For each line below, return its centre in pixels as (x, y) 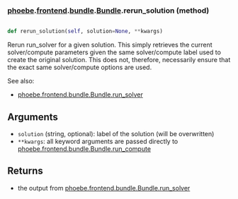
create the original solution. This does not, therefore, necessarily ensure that (119, 60)
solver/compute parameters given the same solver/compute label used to (114, 52)
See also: (21, 81)
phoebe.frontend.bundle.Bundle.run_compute (84, 149)
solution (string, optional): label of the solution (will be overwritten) (116, 133)
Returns (25, 171)
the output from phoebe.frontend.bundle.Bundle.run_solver (104, 188)
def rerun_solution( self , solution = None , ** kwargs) (85, 31)
